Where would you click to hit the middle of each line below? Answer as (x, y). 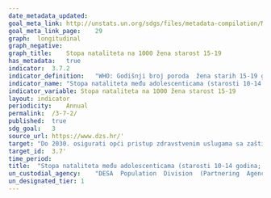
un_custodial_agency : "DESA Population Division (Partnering (124, 174)
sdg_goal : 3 (32, 128)
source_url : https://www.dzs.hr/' (67, 136)
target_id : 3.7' (38, 151)
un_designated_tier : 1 (46, 181)
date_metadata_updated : (48, 16)
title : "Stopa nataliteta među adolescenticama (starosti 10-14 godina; (135, 166)
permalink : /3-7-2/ (43, 114)
